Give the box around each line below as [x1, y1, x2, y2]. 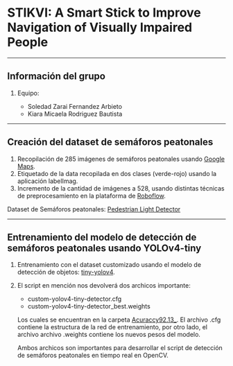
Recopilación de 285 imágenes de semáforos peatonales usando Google [17, 155, 225, 163]
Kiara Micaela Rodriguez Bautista [27, 110, 123, 118]
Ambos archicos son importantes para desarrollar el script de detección [17, 344, 223, 352]
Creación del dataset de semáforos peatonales [7, 137, 214, 148]
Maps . [17, 162, 36, 171]
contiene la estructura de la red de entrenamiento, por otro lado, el [17, 323, 208, 331]
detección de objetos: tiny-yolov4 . [17, 268, 116, 277]
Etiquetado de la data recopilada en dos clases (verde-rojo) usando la [17, 169, 217, 177]
